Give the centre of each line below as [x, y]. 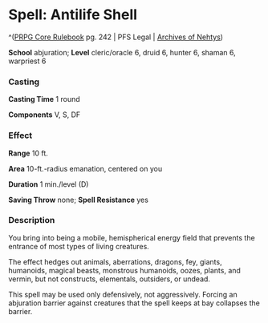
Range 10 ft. [28, 153]
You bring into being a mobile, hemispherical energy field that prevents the [132, 237]
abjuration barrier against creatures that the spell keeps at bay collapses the [134, 303]
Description [32, 220]
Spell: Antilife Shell [73, 15]
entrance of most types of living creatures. [79, 246]
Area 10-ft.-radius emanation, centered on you [85, 168]
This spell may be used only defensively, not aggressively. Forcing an [123, 294]
